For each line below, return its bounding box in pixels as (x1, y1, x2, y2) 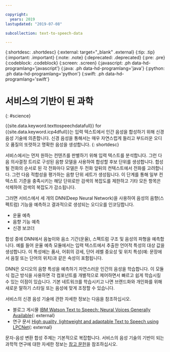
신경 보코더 (12, 225, 35, 231)
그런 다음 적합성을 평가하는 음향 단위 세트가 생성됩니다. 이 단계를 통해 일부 (12, 171, 158, 178)
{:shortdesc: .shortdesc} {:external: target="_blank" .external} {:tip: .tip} (5, 49, 155, 55)
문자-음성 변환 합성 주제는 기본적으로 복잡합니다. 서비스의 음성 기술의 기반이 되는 (5, 335, 164, 341)
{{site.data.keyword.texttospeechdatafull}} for (5, 123, 101, 129)
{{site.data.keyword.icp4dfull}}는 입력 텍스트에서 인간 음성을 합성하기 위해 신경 (5, 129, 164, 135)
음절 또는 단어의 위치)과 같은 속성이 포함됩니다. (10, 255, 103, 261)
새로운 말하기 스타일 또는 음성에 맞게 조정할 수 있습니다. (5, 285, 115, 291)
